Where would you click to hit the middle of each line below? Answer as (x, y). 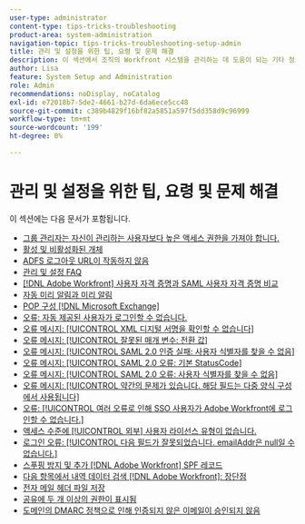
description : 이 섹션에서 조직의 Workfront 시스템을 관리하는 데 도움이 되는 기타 (147, 60)
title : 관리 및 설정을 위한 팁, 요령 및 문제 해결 (92, 52)
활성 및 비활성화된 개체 (63, 249)
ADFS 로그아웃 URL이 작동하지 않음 (86, 261)
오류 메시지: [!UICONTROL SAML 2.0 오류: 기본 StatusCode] (132, 362)
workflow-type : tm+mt (50, 119)
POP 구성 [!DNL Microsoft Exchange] (91, 306)
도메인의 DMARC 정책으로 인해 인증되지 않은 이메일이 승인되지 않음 (141, 510)
